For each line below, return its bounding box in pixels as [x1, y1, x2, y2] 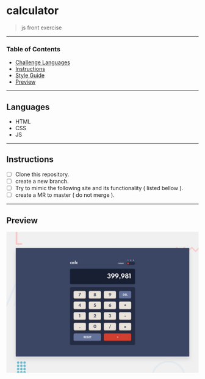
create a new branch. [15, 177, 69, 185]
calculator [6, 4, 59, 18]
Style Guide [15, 72, 45, 79]
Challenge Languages [15, 59, 70, 66]
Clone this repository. [15, 171, 70, 178]
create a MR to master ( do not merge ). [15, 191, 115, 199]
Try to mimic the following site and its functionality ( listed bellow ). [15, 184, 184, 191]
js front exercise [21, 24, 62, 31]
